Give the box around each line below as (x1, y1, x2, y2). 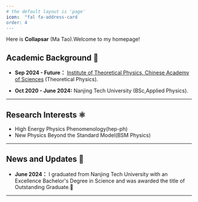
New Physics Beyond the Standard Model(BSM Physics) (14, 132, 151, 138)
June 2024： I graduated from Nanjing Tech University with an (14, 170, 168, 177)
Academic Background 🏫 (6, 52, 99, 62)
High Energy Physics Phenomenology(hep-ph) (14, 125, 128, 133)
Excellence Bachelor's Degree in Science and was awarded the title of (14, 177, 186, 184)
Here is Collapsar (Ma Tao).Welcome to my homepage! (6, 36, 140, 43)
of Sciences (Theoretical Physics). (14, 76, 98, 83)
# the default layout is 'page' (6, 8, 85, 15)
